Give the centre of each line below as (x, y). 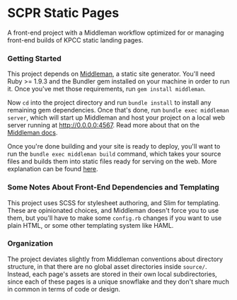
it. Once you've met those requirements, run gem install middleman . (107, 89)
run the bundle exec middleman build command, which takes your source (114, 154)
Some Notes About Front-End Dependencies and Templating (113, 187)
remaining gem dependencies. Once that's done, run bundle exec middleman (118, 110)
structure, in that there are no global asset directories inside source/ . (107, 266)
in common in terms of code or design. (64, 289)
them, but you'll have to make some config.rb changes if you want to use (115, 218)
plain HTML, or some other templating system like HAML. (91, 225)
